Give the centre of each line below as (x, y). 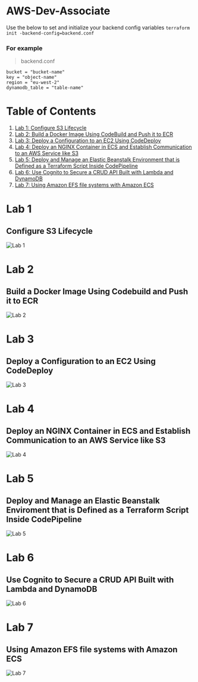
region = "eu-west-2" (33, 83)
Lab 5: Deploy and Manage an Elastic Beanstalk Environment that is (97, 160)
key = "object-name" (32, 78)
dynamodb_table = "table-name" (45, 88)
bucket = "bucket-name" (36, 72)
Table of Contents (51, 111)
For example (24, 48)
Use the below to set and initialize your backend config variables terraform (98, 27)
